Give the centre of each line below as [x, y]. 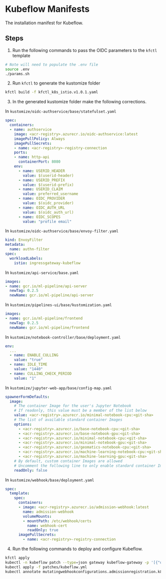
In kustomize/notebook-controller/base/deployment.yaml [63, 337]
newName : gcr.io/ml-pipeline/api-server [52, 295]
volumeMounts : [37, 516]
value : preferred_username [51, 194]
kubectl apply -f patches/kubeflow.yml [46, 567]
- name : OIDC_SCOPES [39, 217]
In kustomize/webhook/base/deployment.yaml [50, 480]
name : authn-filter [30, 249]
